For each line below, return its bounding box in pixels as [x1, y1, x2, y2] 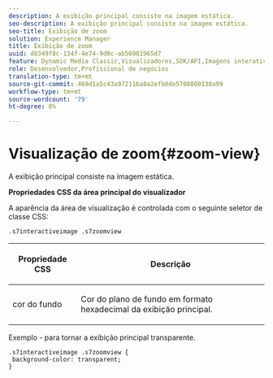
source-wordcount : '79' [8, 95, 89, 103]
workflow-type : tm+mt [8, 87, 82, 96]
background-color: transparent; [11, 355, 122, 364]
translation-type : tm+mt [8, 72, 93, 80]
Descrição [149, 259, 191, 270]
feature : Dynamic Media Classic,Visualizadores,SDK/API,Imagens [8, 58, 231, 66]
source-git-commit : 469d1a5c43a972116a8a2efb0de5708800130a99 [8, 80, 223, 88]
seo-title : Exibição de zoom [8, 27, 107, 35]
